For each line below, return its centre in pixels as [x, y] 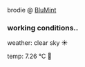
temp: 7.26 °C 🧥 [29, 56]
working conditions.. [43, 28]
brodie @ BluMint [32, 10]
